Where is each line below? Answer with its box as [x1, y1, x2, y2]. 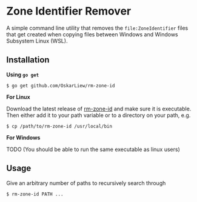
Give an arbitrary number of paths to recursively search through [6, 179, 166, 186]
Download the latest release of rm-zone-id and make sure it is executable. [6, 105, 192, 112]
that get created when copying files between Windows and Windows [6, 30, 178, 38]
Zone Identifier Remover [6, 4, 132, 18]
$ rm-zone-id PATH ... [6, 191, 64, 197]
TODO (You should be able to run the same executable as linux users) [6, 146, 181, 153]
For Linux [6, 93, 30, 101]
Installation [6, 55, 50, 65]
